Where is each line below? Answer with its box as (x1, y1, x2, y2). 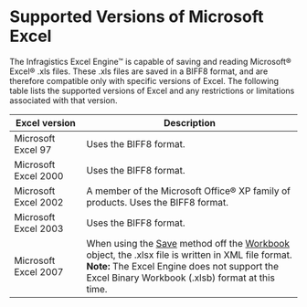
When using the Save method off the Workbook (86, 237, 291, 249)
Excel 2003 (14, 222, 64, 235)
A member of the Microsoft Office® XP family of (86, 185, 291, 197)
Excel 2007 (14, 265, 64, 278)
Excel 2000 (14, 169, 64, 182)
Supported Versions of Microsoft (9, 6, 264, 27)
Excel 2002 (14, 196, 64, 208)
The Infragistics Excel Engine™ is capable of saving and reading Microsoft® (9, 56, 292, 67)
